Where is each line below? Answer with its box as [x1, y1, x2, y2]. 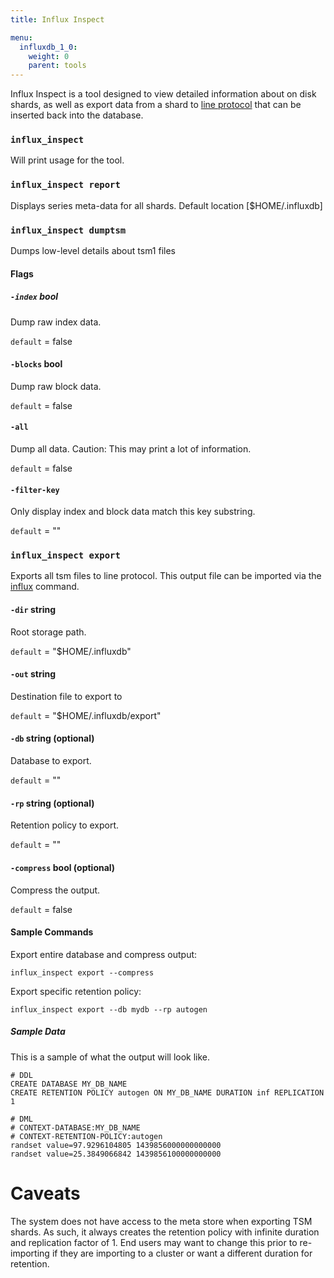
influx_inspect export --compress [10, 967, 155, 978]
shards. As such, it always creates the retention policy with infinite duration [10, 1226, 320, 1238]
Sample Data [10, 1026, 66, 1038]
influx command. [10, 581, 80, 593]
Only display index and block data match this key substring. [10, 506, 256, 518]
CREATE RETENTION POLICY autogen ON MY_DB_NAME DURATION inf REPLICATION [10, 1087, 325, 1098]
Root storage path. [10, 626, 87, 638]
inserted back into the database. [10, 109, 144, 121]
